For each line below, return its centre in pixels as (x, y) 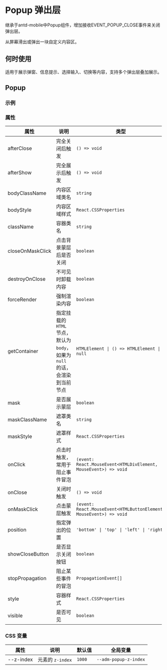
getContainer (23, 351)
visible (15, 616)
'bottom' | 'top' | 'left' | (111, 530)
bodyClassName (27, 193)
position (17, 530)
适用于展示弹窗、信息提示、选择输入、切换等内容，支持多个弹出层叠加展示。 (83, 72)
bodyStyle (20, 210)
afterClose (20, 148)
